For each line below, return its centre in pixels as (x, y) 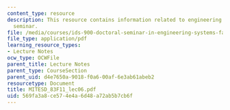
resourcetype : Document (41, 83)
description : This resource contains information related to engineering (115, 20)
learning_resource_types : (44, 45)
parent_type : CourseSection (47, 70)
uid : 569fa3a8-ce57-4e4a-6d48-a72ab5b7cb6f (70, 96)
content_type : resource (41, 13)
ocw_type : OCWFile (33, 58)
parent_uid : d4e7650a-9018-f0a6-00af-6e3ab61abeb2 (81, 77)
